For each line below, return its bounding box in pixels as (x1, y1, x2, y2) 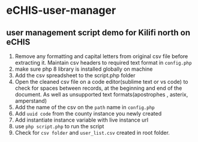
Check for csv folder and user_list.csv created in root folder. (14, 129, 170, 136)
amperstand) (14, 97, 47, 104)
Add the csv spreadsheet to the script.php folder (14, 72, 136, 78)
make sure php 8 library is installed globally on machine (14, 65, 153, 72)
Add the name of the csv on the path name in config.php (14, 104, 155, 111)
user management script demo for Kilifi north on (6, 28, 191, 38)
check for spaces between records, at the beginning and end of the (14, 84, 182, 92)
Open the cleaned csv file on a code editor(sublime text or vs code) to (14, 78, 188, 85)
